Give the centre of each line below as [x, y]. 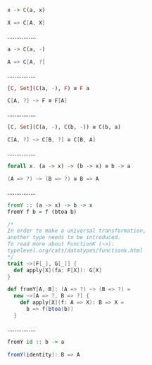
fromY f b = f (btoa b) [42, 212]
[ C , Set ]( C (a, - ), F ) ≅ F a [49, 88]
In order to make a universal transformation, [77, 231]
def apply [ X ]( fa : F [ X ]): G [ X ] [58, 270]
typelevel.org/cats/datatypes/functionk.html [75, 250]
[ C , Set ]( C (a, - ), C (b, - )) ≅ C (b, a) [64, 127]
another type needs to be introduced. [64, 238]
